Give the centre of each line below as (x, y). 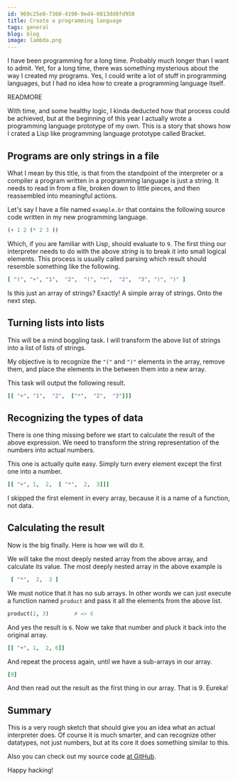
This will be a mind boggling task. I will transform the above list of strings (114, 340)
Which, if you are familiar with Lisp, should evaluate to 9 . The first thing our (117, 243)
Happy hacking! (31, 770)
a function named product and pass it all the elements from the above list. (115, 600)
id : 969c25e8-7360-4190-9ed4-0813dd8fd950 (71, 14)
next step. (22, 300)
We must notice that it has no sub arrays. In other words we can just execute (119, 593)
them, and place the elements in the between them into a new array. (107, 369)
